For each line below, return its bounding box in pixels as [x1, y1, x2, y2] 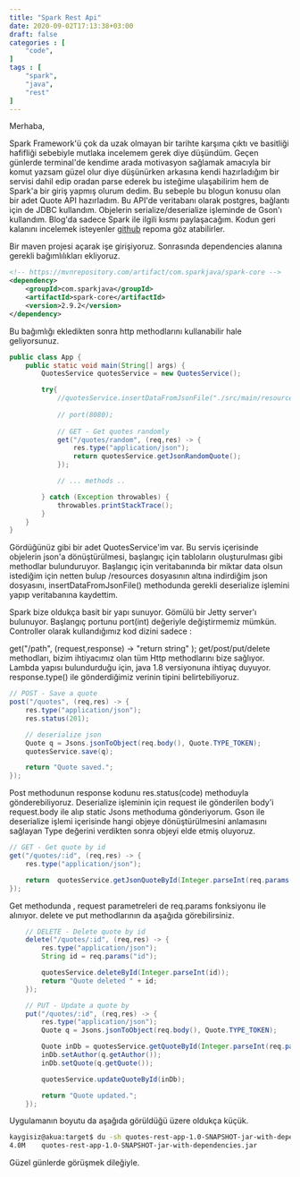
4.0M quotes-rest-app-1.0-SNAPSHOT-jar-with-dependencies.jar [9, 1141, 257, 1150]
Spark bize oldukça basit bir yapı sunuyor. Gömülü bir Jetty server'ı [9, 607, 257, 618]
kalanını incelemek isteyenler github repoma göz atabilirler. [9, 224, 226, 235]
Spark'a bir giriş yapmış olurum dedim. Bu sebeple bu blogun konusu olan [9, 185, 281, 197]
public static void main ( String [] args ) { [25, 361, 186, 370]
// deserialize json [25, 730, 102, 739]
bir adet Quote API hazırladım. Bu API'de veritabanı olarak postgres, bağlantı [9, 195, 290, 206]
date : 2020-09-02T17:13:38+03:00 [9, 21, 134, 30]
